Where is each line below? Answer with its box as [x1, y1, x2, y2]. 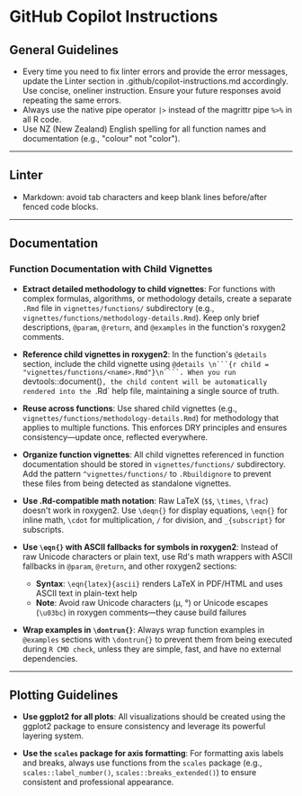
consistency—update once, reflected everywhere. [22, 431, 209, 443]
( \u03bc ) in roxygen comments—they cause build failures [35, 607, 247, 618]
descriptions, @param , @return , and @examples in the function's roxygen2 [22, 322, 286, 333]
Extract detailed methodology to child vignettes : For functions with [22, 283, 276, 294]
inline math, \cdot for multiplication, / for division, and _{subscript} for [22, 514, 286, 525]
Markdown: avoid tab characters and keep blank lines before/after [22, 191, 268, 202]
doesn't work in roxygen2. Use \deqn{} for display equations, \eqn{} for [22, 505, 288, 516]
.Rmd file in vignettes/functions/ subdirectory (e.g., [22, 302, 215, 313]
